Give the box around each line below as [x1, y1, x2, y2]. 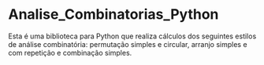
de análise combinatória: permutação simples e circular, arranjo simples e [8, 39, 247, 49]
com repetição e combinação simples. [8, 48, 132, 57]
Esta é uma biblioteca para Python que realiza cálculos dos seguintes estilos [8, 31, 257, 41]
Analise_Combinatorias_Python [8, 5, 219, 23]
